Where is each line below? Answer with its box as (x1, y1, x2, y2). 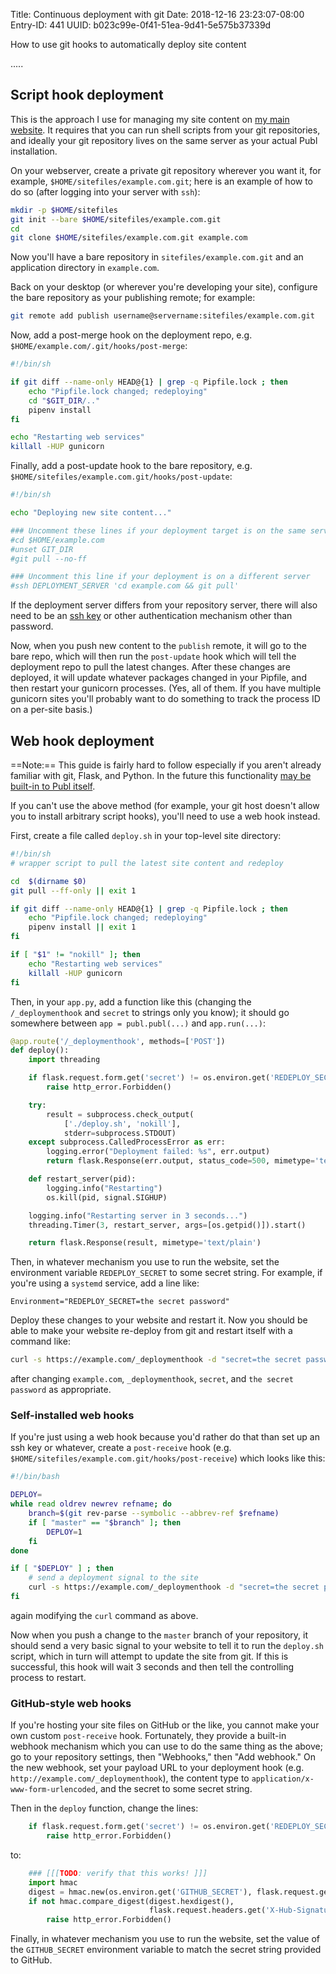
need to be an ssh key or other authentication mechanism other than (10, 610, 293, 622)
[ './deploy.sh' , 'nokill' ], (63, 1119, 182, 1129)
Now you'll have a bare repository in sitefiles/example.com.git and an (10, 251, 304, 263)
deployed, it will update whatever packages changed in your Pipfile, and (10, 672, 307, 684)
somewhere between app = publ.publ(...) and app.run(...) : (10, 1017, 266, 1029)
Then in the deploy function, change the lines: (10, 1802, 199, 1814)
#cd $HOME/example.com (10, 535, 105, 545)
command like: (10, 1335, 71, 1348)
